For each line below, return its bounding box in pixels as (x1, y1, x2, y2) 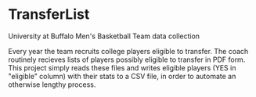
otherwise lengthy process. (8, 80, 96, 89)
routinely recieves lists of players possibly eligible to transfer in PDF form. (8, 55, 246, 64)
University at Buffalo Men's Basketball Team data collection (8, 31, 200, 41)
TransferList (8, 5, 90, 23)
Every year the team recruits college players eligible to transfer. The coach (8, 46, 249, 56)
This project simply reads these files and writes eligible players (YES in (8, 63, 236, 72)
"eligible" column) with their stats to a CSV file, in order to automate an (8, 71, 236, 81)
